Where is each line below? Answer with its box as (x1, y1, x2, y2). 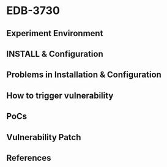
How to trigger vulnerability (6, 90, 114, 101)
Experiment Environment (6, 28, 103, 39)
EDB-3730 (6, 4, 60, 18)
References (6, 152, 51, 163)
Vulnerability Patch (6, 132, 81, 143)
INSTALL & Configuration (6, 48, 103, 59)
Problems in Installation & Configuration (6, 70, 162, 80)
